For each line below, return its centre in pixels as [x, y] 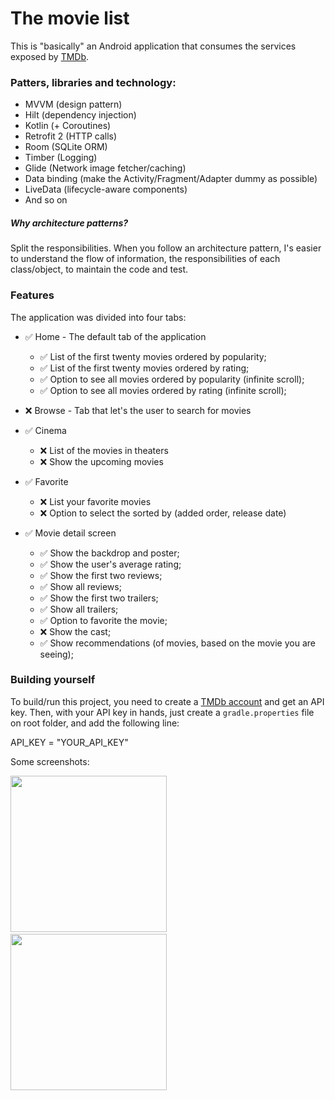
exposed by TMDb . [50, 56]
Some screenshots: [50, 761]
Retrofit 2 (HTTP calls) [71, 136]
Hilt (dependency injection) [80, 115]
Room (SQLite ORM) [66, 147]
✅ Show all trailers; [79, 609]
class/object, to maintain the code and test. [99, 269]
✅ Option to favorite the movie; [103, 620]
